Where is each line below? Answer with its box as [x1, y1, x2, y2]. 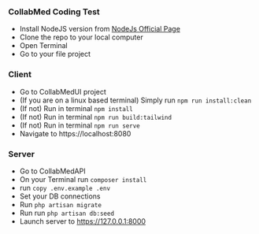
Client [8, 69, 31, 80]
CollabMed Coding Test [8, 6, 100, 17]
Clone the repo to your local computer [19, 32, 143, 42]
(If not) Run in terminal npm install [19, 103, 134, 113]
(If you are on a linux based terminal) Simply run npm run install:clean [19, 95, 252, 105]
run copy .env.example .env [19, 183, 111, 192]
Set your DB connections [19, 191, 101, 201]
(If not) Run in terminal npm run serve [19, 121, 140, 130]
